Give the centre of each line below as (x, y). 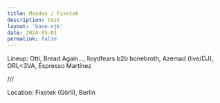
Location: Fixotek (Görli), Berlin (51, 93)
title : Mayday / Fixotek (43, 13)
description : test (34, 20)
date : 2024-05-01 (32, 33)
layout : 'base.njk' (35, 26)
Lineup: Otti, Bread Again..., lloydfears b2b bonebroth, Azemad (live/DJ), (110, 58)
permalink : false (32, 39)
